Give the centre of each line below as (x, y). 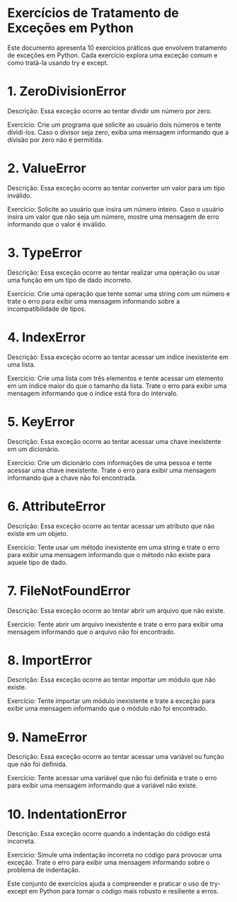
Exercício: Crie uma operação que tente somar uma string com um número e (119, 293)
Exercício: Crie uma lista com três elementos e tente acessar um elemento (115, 378)
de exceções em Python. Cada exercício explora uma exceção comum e (112, 55)
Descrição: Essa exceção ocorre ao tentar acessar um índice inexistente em (118, 357)
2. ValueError (47, 169)
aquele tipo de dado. (37, 562)
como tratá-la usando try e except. (58, 62)
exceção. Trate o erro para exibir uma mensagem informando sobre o (109, 862)
